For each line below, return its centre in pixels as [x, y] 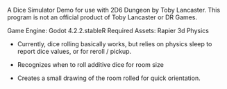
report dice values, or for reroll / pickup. [74, 51]
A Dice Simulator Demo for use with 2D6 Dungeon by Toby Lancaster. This [114, 10]
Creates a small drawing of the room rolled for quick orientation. [109, 78]
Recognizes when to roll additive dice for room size [91, 65]
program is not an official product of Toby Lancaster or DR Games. [102, 17]
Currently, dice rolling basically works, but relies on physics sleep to [115, 44]
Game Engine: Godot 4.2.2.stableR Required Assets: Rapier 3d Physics [108, 31]
